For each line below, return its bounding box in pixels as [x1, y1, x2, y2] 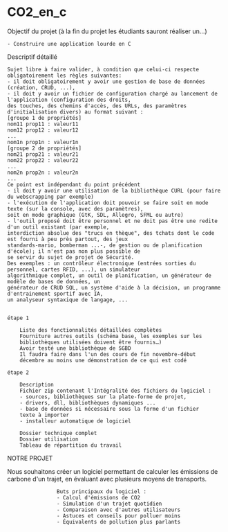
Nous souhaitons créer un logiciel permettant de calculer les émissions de [7, 467, 218, 475]
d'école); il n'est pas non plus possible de [7, 247, 140, 255]
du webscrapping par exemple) [7, 193, 95, 200]
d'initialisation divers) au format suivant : [7, 108, 144, 115]
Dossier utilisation [19, 436, 79, 443]
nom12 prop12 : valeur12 [7, 126, 79, 134]
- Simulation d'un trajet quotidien [56, 500, 162, 507]
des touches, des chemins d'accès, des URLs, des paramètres [7, 102, 187, 109]
